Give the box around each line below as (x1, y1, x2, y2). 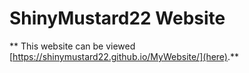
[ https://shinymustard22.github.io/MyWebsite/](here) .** (9, 50, 240, 62)
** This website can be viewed (9, 40, 136, 52)
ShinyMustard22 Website (9, 7, 226, 30)
